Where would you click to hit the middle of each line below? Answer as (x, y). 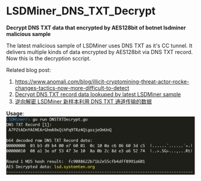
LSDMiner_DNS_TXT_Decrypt (81, 11)
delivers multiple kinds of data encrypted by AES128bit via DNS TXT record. (100, 52)
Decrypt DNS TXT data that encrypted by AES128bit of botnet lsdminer (96, 28)
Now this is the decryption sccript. (48, 58)
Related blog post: (29, 70)
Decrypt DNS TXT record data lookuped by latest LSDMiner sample (98, 94)
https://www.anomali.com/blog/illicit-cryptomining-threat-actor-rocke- (102, 82)
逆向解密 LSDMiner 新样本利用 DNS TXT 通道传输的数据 (83, 101)
